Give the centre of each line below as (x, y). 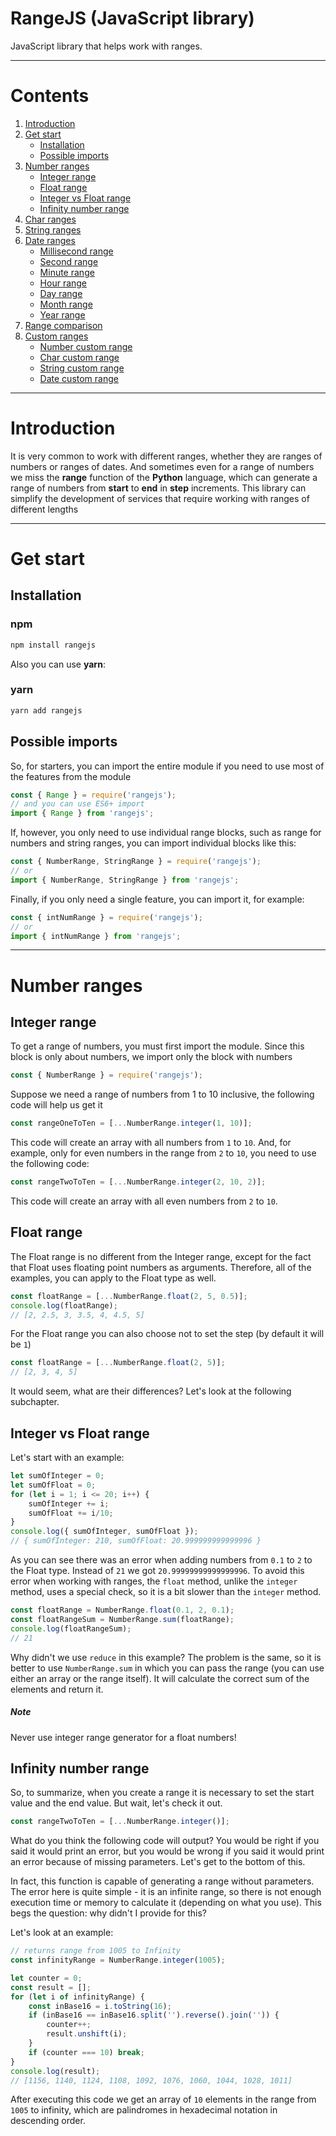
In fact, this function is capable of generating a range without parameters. (162, 1881)
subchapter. (35, 1402)
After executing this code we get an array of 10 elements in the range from (163, 2099)
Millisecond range (76, 251)
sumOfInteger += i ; (69, 1503)
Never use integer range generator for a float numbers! (123, 1737)
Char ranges (50, 219)
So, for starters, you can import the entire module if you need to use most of (167, 766)
